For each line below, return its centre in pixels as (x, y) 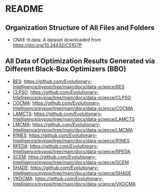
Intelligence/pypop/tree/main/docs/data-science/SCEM (71, 162)
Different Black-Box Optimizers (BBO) (66, 69)
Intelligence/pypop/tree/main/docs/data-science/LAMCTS (74, 119)
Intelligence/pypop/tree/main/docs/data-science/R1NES (71, 141)
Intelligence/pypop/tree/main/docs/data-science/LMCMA (73, 130)
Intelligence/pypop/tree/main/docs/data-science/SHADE (72, 173)
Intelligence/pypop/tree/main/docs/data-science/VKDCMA (74, 184)
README (24, 9)
